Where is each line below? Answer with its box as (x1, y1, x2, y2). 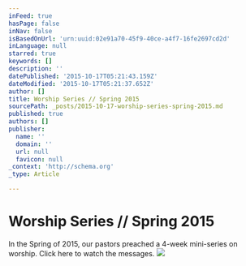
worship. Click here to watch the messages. (8, 248, 155, 258)
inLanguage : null (8, 42, 67, 50)
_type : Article (8, 170, 60, 178)
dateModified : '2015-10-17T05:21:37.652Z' (8, 79, 154, 88)
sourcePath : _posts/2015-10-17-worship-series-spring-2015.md (8, 102, 223, 110)
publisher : (8, 125, 45, 133)
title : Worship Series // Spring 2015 (8, 95, 140, 103)
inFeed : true (8, 11, 53, 20)
